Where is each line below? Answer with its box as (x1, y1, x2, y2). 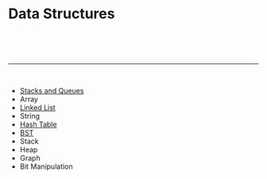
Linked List (19, 102, 56, 112)
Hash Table (19, 120, 57, 129)
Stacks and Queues (19, 86, 84, 95)
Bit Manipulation (19, 162, 73, 171)
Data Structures (8, 5, 115, 23)
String (19, 111, 41, 120)
